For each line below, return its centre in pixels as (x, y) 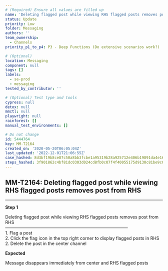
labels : (13, 75)
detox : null (17, 107)
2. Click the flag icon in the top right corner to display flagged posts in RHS (82, 238)
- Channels (21, 42)
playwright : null (23, 116)
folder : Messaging (24, 28)
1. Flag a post (19, 232)
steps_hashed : (20, 162)
